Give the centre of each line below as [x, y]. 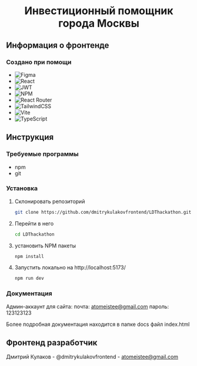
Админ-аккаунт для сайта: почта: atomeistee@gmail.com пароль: [88, 306]
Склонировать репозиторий [50, 201]
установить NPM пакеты [45, 246]
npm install [29, 256]
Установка [22, 188]
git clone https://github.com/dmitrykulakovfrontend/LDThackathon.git [103, 212]
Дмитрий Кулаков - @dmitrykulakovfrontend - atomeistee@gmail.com [92, 357]
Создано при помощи [39, 62]
